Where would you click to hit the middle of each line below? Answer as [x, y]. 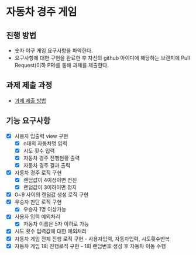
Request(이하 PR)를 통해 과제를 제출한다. [62, 65]
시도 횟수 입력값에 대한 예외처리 [50, 231]
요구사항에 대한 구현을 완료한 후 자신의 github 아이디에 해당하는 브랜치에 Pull [102, 58]
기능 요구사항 [28, 121]
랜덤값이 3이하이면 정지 [50, 187]
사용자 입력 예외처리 [37, 216]
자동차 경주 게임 [42, 12]
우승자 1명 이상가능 [45, 209]
